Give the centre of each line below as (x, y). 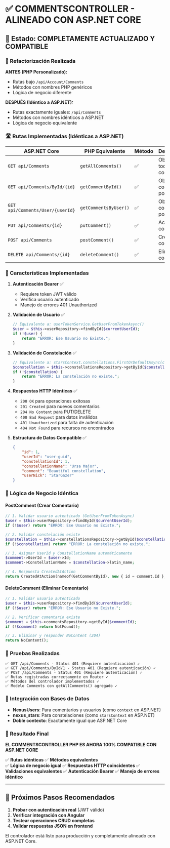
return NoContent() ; (27, 640)
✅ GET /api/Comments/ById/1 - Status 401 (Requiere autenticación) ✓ (80, 668)
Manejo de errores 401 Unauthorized (58, 305)
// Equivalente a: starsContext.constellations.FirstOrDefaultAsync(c (89, 362)
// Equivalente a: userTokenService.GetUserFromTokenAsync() (78, 325)
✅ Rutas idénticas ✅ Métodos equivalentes (52, 760)
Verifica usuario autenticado (50, 300)
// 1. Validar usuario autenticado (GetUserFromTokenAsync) (70, 516)
